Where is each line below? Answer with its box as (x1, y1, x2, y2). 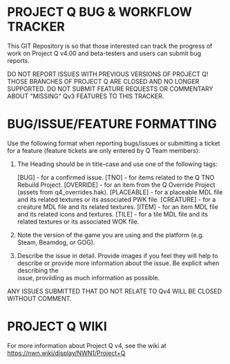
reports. (7, 56, 30, 64)
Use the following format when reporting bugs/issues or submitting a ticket (7, 139, 220, 147)
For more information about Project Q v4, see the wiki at (7, 341, 167, 349)
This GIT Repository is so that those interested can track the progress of (7, 42, 213, 50)
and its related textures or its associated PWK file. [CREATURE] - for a (17, 195, 216, 203)
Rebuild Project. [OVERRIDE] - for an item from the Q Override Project (17, 181, 215, 189)
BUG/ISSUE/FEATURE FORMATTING (7, 116, 218, 132)
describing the (17, 266, 59, 274)
